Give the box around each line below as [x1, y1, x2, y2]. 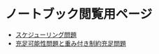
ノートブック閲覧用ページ [5, 6, 153, 22]
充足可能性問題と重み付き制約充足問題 [15, 39, 126, 47]
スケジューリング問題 [15, 30, 77, 39]
